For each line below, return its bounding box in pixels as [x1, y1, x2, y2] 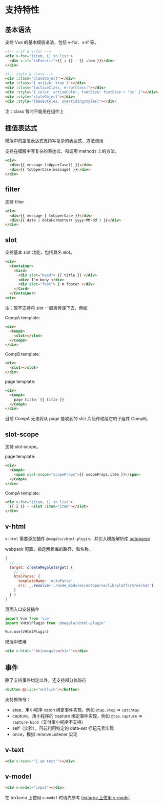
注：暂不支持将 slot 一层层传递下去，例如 [5, 305, 88, 311]
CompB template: [5, 351, 40, 357]
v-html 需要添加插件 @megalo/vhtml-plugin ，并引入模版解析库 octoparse [5, 536, 150, 541]
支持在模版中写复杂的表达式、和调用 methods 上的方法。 [5, 148, 120, 154]
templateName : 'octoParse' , [18, 579, 76, 583]
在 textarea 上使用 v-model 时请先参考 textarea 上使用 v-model [5, 795, 130, 801]
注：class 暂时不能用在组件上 [5, 108, 64, 114]
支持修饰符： [5, 696, 31, 702]
